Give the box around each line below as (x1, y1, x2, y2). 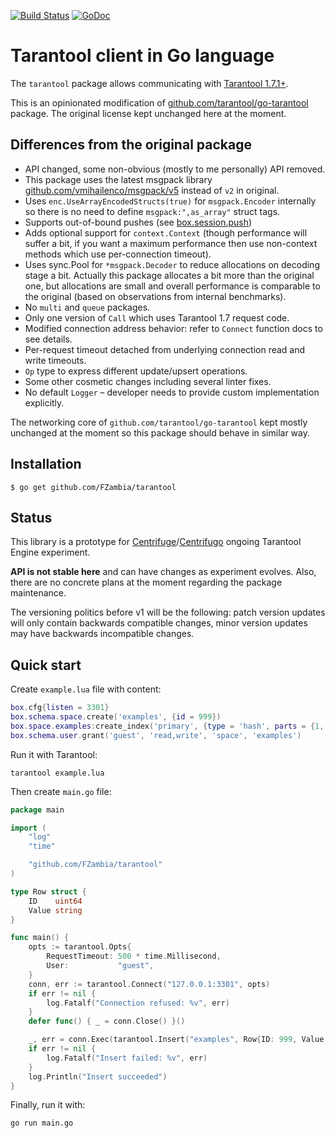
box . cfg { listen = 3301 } (10, 703, 110, 713)
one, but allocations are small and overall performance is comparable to (24, 280, 321, 292)
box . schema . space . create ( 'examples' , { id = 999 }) (10, 712, 222, 722)
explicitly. (24, 396, 65, 409)
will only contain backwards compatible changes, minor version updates (10, 617, 308, 629)
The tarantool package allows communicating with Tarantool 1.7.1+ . (10, 77, 289, 89)
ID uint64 (28, 896, 83, 906)
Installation (10, 456, 82, 473)
